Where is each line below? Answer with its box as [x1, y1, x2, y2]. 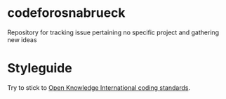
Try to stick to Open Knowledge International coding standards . [7, 83, 191, 92]
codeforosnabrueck [7, 5, 126, 21]
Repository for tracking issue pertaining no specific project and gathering [7, 28, 220, 37]
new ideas [7, 35, 37, 44]
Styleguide [7, 60, 72, 77]
